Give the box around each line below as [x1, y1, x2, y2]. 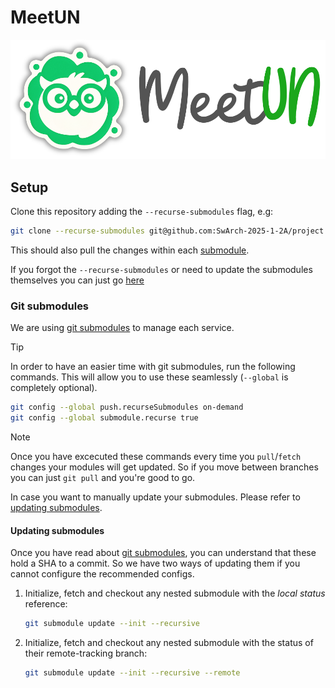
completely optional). [10, 382, 98, 394]
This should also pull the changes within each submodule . [10, 244, 250, 256]
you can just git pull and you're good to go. [10, 472, 196, 484]
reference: [24, 598, 68, 610]
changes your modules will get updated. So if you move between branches [10, 461, 319, 473]
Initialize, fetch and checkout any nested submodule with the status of [24, 637, 314, 649]
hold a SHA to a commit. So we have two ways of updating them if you [10, 557, 301, 570]
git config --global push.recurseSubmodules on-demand [10, 402, 244, 413]
